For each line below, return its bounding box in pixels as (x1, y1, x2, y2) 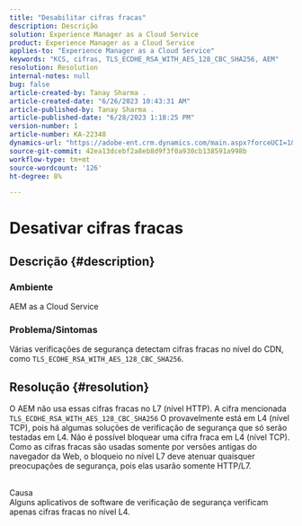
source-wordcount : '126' (9, 163, 102, 172)
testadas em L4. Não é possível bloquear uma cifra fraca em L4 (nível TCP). (9, 432, 290, 443)
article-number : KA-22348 (9, 130, 106, 139)
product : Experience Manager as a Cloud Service (9, 38, 195, 48)
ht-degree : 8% (9, 171, 63, 180)
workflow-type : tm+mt (9, 154, 91, 164)
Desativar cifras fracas (9, 218, 184, 239)
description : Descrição (9, 22, 99, 31)
